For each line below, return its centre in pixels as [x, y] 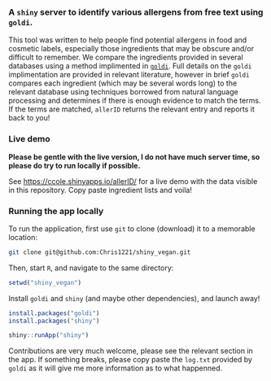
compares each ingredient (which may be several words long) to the [123, 83]
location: [23, 237]
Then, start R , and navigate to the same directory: [91, 268]
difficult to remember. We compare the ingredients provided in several [126, 57]
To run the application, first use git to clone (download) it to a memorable [132, 228]
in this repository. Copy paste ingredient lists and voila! [101, 190]
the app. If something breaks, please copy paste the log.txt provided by [130, 360]
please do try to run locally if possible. [74, 165]
